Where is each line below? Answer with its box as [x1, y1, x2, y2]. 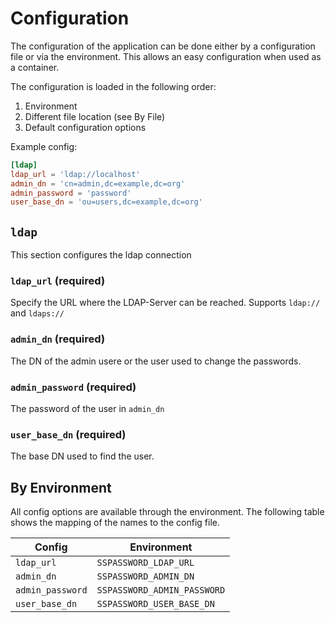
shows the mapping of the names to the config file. [10, 517, 221, 529]
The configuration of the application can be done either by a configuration [10, 40, 316, 52]
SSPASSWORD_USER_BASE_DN [96, 598, 215, 610]
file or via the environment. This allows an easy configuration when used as [10, 50, 322, 62]
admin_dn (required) [10, 332, 106, 346]
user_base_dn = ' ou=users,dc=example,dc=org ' [10, 197, 203, 207]
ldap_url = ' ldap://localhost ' [10, 169, 141, 179]
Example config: [10, 140, 78, 152]
